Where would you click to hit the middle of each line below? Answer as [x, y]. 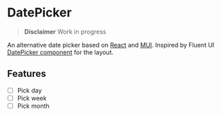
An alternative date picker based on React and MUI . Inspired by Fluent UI [111, 45]
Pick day [29, 90]
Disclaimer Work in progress [65, 32]
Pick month [33, 106]
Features [27, 74]
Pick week [32, 98]
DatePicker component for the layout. [60, 52]
